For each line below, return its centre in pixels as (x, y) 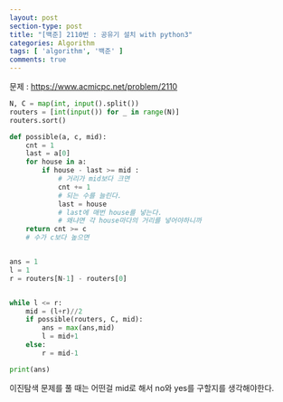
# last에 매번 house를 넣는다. (110, 212)
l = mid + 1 (60, 337)
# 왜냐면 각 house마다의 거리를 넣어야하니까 (129, 221)
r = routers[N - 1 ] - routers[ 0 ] (68, 278)
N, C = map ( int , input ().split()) (75, 104)
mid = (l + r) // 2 (54, 311)
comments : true (38, 60)
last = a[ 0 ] (48, 154)
